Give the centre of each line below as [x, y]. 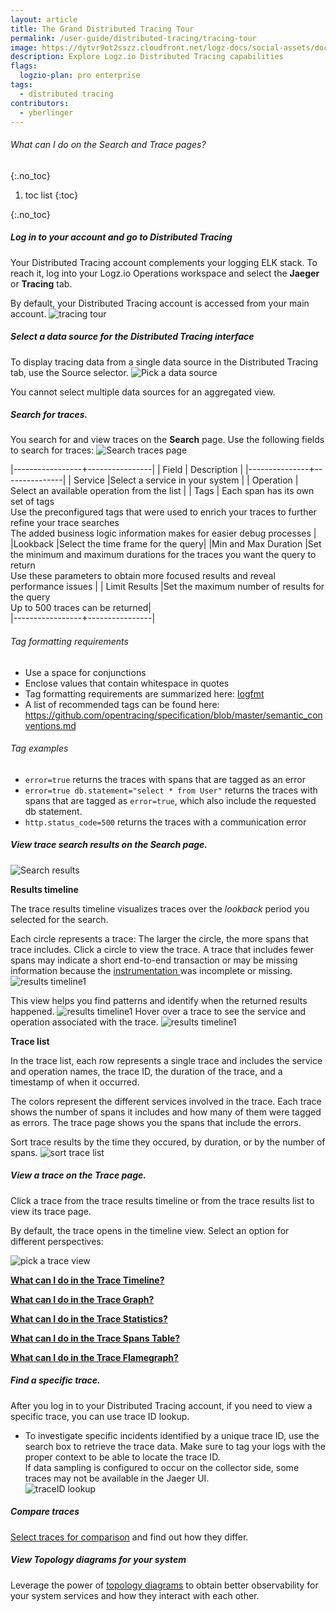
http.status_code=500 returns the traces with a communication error [165, 822]
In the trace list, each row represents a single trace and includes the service [166, 1060]
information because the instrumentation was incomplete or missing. [151, 970]
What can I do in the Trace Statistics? [89, 1318]
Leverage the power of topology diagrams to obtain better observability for [164, 1585]
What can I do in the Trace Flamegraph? [94, 1357]
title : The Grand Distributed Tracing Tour [102, 29]
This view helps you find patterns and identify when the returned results [159, 1000]
